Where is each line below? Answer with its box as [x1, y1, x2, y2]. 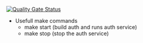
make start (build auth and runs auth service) [24, 24, 138, 30]
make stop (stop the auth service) [24, 30, 110, 37]
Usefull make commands [15, 17, 78, 24]
